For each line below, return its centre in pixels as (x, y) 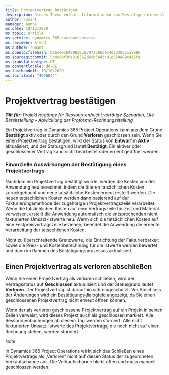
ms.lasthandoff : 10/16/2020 (35, 71)
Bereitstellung (20, 120)
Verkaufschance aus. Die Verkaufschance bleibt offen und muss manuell (80, 361)
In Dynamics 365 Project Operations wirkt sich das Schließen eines (75, 351)
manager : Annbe (21, 24)
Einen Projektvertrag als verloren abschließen (79, 267)
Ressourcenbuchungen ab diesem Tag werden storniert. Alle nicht (74, 320)
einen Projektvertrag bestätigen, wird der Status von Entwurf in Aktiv (77, 140)
